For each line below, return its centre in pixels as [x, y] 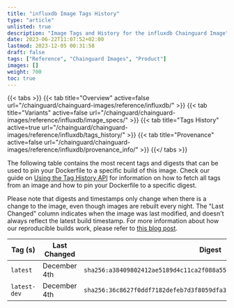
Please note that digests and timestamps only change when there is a [107, 199]
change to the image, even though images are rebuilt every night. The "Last [116, 206]
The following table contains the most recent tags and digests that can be [113, 163]
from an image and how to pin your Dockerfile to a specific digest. [102, 186]
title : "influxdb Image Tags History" [63, 14]
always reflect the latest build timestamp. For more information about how [113, 221]
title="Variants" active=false [48, 113]
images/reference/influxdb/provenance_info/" [73, 149]
